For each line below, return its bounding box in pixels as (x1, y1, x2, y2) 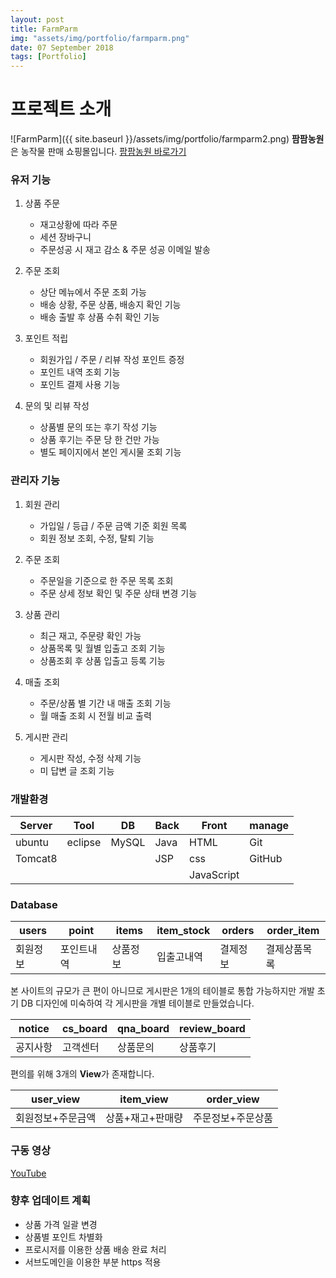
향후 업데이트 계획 (10, 1194, 92, 1208)
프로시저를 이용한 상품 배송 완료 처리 (24, 1243, 167, 1255)
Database (10, 897, 58, 911)
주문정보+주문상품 (192, 1111, 274, 1125)
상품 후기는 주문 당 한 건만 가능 (39, 434, 160, 446)
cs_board (61, 1022, 108, 1036)
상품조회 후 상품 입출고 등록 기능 (39, 654, 166, 666)
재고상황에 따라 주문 (39, 219, 118, 231)
